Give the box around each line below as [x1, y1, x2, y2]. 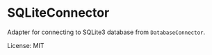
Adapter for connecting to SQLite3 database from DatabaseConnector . [7, 28, 206, 36]
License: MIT [7, 41, 44, 49]
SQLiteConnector [7, 5, 110, 21]
